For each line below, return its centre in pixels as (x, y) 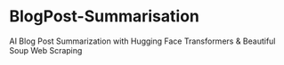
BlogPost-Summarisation (105, 16)
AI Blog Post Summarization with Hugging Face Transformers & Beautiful (142, 41)
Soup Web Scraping (46, 50)
